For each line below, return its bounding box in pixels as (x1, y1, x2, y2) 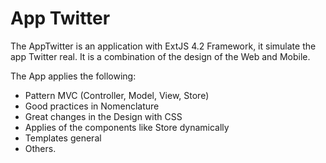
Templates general (24, 132, 102, 144)
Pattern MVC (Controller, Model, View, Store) (24, 89, 210, 101)
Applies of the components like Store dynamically (24, 121, 230, 133)
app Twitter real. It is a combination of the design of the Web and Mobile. (10, 50, 311, 62)
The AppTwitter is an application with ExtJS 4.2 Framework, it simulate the (10, 40, 317, 52)
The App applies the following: (10, 70, 137, 82)
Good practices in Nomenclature (24, 100, 160, 112)
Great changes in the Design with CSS (24, 110, 183, 122)
